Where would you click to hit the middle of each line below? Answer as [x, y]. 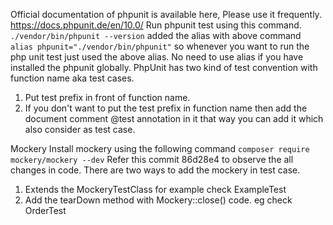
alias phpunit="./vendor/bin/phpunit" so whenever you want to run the [160, 46]
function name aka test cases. [72, 78]
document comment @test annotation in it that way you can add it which [174, 118]
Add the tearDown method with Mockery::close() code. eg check [158, 200]
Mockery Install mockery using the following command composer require [160, 148]
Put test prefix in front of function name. [107, 97]
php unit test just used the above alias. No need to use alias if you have [157, 57]
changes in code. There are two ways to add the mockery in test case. [155, 170]
